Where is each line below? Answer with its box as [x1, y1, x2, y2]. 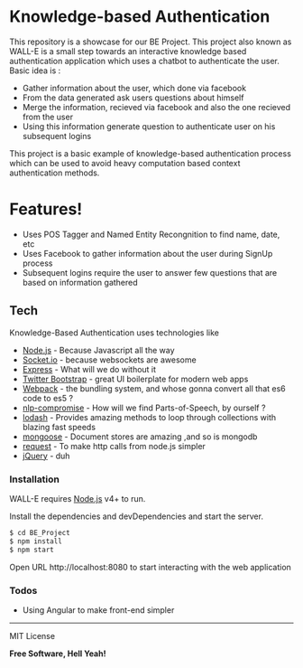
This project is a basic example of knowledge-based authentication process [9, 147, 291, 159]
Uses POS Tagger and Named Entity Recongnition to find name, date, [22, 229, 280, 240]
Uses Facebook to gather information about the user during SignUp [22, 248, 273, 259]
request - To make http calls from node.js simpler [22, 440, 206, 451]
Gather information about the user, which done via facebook [22, 82, 246, 93]
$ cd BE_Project [9, 528, 70, 537]
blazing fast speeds [22, 421, 96, 432]
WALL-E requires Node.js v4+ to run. [9, 493, 146, 503]
